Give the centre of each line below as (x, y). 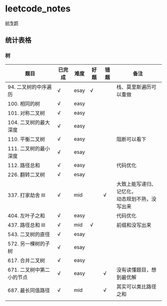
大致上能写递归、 (136, 184)
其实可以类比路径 (136, 287)
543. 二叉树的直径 (29, 234)
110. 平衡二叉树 (26, 139)
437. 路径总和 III (27, 225)
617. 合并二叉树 (26, 260)
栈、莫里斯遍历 (134, 87)
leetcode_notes (38, 9)
